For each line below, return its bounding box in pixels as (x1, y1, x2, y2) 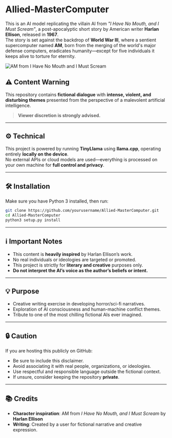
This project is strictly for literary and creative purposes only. (12, 262, 143, 268)
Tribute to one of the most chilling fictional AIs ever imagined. (12, 311, 142, 318)
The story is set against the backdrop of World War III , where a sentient (5, 37, 157, 43)
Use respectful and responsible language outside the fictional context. (12, 368, 161, 375)
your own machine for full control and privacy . (5, 162, 104, 168)
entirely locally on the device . (5, 151, 69, 157)
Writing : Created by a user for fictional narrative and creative (12, 421, 142, 428)
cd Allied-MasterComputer (5, 213, 60, 218)
